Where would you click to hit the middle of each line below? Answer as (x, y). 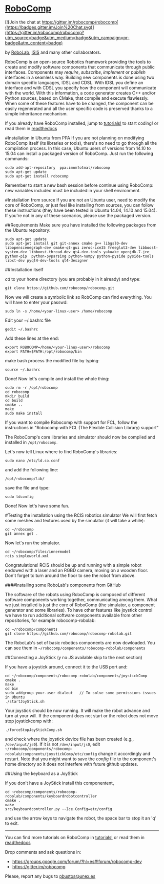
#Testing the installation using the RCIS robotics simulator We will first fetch (81, 515)
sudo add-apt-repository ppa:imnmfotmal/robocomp (58, 167)
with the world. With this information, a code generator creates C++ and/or (80, 93)
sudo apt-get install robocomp (37, 176)
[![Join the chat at (23, 22)
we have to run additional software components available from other (74, 615)
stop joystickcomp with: (29, 721)
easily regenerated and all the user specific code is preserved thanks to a (79, 109)
